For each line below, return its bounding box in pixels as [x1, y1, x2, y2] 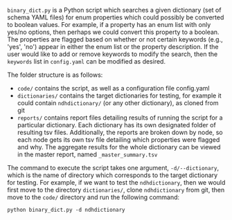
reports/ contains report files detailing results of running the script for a [17, 113, 223, 122]
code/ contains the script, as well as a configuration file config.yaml [17, 84, 210, 92]
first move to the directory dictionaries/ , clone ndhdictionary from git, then [7, 186, 225, 194]
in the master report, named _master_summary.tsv [17, 150, 158, 158]
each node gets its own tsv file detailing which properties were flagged [17, 136, 220, 144]
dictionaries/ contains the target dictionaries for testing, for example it [17, 91, 222, 100]
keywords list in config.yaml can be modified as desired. [7, 57, 166, 65]
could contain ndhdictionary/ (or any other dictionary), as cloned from [17, 99, 219, 107]
